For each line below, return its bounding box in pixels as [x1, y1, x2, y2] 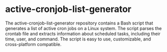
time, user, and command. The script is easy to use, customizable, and [5, 36, 151, 42]
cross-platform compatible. [5, 41, 62, 47]
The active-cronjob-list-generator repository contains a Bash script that [5, 20, 153, 26]
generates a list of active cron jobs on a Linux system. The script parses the [5, 25, 162, 31]
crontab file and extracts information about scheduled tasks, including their [5, 30, 160, 36]
